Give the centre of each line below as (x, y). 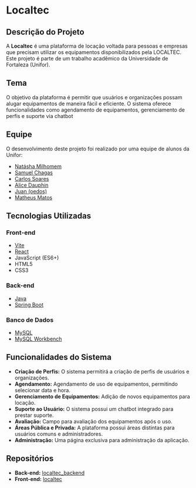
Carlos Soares (32, 179)
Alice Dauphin (31, 185)
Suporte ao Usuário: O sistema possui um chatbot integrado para (94, 409)
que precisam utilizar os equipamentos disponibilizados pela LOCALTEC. (94, 52)
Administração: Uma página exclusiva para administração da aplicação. (102, 440)
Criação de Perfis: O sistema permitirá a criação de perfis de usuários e (102, 371)
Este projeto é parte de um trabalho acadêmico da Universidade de (87, 58)
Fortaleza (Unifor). (28, 65)
